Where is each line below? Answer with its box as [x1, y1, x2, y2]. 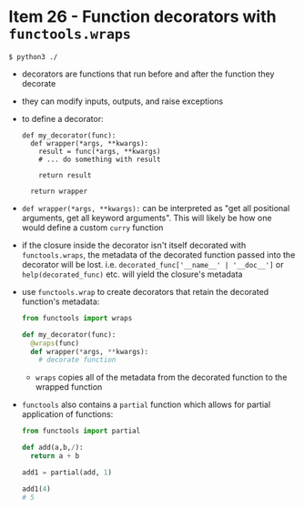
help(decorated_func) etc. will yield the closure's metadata [21, 269, 243, 280]
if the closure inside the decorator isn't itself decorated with [21, 239, 247, 250]
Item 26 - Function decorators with [8, 6, 277, 27]
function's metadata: [21, 296, 100, 307]
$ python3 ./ [8, 52, 58, 61]
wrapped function [35, 382, 103, 392]
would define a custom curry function [21, 221, 164, 233]
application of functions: [21, 409, 114, 420]
